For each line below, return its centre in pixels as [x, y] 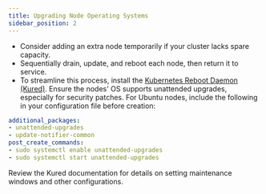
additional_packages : [44, 120]
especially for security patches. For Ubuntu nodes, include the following [139, 97]
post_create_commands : [46, 143]
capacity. [35, 55]
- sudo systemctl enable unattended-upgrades [85, 150]
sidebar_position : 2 [43, 23]
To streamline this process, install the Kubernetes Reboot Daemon [129, 80]
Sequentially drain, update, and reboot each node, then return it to [129, 63]
